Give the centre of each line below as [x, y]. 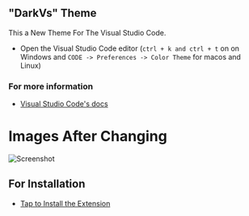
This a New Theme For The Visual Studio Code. [87, 32]
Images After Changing [88, 137]
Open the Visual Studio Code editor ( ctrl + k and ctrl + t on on [130, 48]
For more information [51, 86]
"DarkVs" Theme [53, 13]
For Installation [47, 184]
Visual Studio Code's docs [64, 104]
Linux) [31, 65]
